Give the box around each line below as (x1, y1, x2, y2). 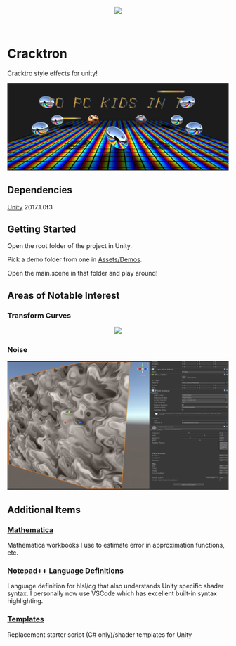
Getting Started (7, 223, 77, 235)
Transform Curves (7, 310, 72, 320)
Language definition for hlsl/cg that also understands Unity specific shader (7, 582, 224, 590)
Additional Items (7, 503, 81, 516)
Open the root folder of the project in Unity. (7, 242, 132, 250)
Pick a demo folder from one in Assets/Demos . (7, 255, 143, 264)
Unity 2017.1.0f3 (7, 202, 53, 211)
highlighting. (7, 597, 44, 605)
